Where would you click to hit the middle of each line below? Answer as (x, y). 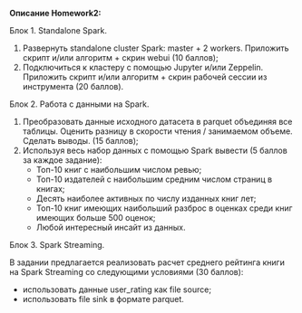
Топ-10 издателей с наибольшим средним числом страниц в (154, 179)
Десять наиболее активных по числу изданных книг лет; (146, 199)
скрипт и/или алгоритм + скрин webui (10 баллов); (121, 57)
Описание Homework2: (55, 13)
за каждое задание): (62, 160)
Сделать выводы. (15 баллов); (80, 141)
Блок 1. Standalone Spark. (58, 30)
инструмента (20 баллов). (73, 86)
